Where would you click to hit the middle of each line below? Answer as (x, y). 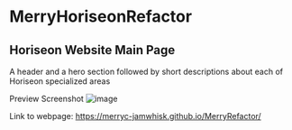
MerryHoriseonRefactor (100, 17)
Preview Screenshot (46, 98)
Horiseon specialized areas (60, 81)
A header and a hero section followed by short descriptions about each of (146, 71)
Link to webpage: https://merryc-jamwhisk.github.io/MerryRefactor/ (135, 116)
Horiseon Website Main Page (92, 50)
